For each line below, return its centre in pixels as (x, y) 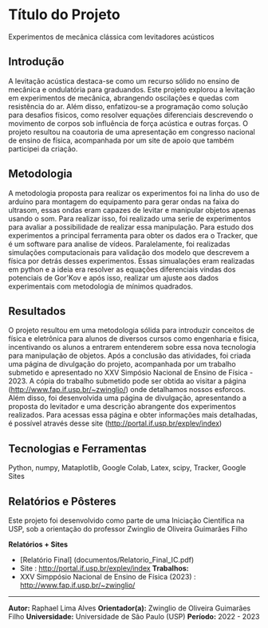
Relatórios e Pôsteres (63, 501)
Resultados (37, 311)
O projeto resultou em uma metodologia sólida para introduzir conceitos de (132, 330)
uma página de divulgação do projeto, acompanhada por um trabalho (122, 364)
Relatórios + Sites (38, 544)
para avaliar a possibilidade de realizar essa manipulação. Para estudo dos (131, 227)
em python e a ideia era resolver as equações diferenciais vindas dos (122, 269)
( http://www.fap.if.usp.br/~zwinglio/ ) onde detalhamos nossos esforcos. (127, 390)
